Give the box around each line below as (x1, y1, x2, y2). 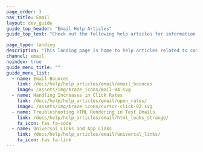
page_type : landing (6, 42, 56, 48)
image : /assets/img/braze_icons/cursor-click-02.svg (17, 103, 153, 109)
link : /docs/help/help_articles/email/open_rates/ (17, 98, 147, 104)
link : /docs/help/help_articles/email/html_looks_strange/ (17, 115, 169, 121)
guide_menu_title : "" (6, 64, 61, 70)
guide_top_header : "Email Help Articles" (6, 25, 112, 32)
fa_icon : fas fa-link (17, 137, 71, 143)
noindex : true (6, 58, 42, 65)
